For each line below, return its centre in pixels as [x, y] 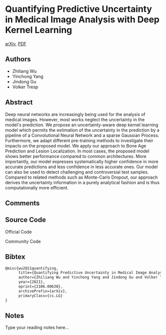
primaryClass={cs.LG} [41, 296]
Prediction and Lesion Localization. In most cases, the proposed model [77, 151]
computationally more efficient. [37, 187]
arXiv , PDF [16, 43]
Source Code [25, 220]
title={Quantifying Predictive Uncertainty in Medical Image [83, 273]
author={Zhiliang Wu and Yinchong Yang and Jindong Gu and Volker [88, 277]
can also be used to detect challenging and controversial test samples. [77, 172]
